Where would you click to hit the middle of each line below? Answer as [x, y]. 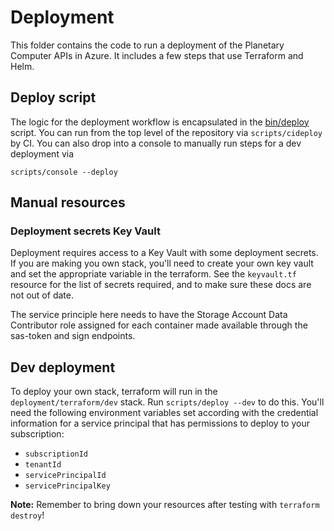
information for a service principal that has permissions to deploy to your [160, 423]
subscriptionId [56, 454]
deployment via [42, 153]
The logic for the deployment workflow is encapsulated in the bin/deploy [160, 122]
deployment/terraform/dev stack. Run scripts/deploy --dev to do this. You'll [167, 402]
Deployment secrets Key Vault [85, 231]
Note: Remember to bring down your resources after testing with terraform [165, 505]
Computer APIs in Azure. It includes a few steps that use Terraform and [157, 55]
